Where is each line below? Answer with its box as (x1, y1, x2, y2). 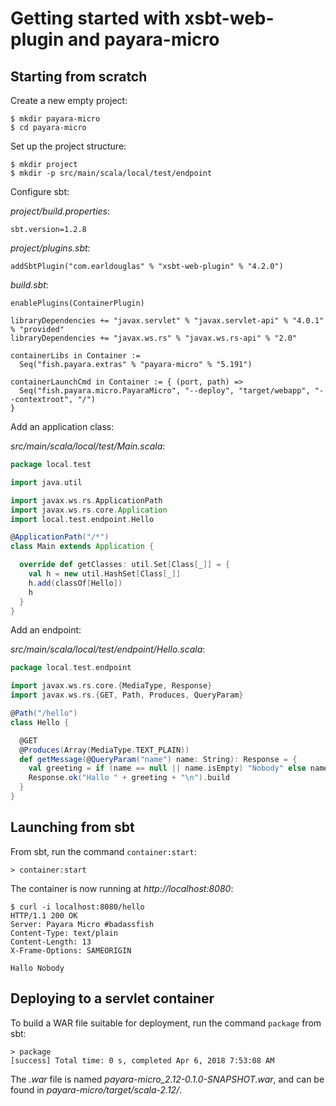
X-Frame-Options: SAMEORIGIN (10, 945, 132, 956)
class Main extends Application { (10, 542, 155, 552)
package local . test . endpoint (10, 663, 132, 673)
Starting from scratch (10, 68, 148, 85)
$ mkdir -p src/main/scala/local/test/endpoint (10, 168, 213, 178)
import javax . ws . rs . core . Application (10, 505, 168, 515)
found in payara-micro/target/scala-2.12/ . (10, 1083, 183, 1096)
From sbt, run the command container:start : (10, 845, 197, 857)
